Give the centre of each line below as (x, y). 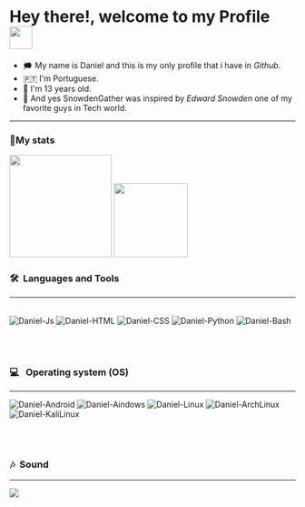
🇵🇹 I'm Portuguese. (60, 78)
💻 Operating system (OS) (69, 372)
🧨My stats (32, 140)
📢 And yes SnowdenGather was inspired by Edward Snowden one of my (157, 98)
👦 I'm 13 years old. (57, 88)
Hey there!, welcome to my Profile (140, 17)
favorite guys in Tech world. (74, 107)
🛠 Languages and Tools (64, 279)
